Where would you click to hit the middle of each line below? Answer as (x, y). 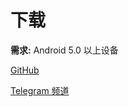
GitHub (25, 70)
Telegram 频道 (40, 90)
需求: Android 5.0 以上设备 (64, 50)
